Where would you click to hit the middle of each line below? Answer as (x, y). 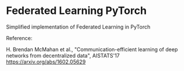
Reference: (19, 38)
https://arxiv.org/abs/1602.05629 (46, 62)
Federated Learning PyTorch (77, 11)
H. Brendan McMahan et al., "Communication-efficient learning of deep (92, 49)
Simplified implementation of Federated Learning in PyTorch (78, 27)
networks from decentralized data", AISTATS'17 (63, 55)
